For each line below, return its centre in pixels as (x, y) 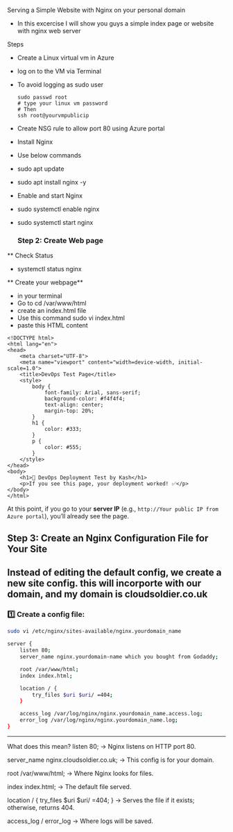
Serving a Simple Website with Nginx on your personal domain (96, 10)
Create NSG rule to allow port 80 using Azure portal (91, 128)
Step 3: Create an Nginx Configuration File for (108, 538)
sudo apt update (41, 169)
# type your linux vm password (62, 103)
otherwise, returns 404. (41, 807)
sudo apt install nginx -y (52, 182)
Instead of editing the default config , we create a (114, 573)
